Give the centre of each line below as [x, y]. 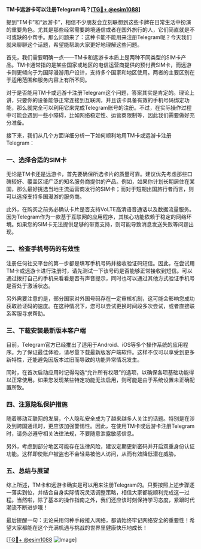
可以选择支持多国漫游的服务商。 [45, 197]
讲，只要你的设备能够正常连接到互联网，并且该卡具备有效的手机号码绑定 [95, 100]
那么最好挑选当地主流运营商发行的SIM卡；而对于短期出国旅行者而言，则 [105, 189]
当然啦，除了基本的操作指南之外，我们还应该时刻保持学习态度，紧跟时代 [106, 500]
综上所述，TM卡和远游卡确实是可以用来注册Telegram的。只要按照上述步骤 [98, 485]
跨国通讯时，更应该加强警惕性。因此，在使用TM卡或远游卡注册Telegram [106, 426]
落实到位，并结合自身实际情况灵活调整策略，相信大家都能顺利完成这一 [98, 493]
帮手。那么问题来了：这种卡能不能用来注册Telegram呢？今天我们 [112, 37]
